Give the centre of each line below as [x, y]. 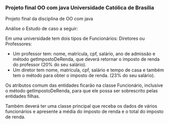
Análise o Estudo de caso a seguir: [42, 29]
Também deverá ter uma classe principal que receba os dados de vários [81, 106]
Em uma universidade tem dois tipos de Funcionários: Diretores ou [75, 39]
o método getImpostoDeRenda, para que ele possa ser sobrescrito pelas [82, 91]
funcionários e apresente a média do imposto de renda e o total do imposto [84, 112]
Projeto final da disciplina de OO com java [49, 19]
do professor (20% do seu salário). [50, 65]
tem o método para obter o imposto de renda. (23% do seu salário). [84, 76]
